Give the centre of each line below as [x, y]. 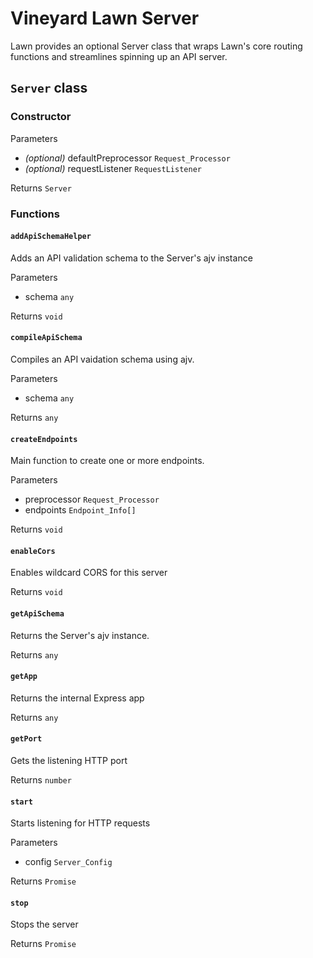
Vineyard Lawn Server [105, 18]
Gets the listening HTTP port [69, 760]
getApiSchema [37, 613]
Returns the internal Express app [77, 698]
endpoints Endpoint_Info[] [80, 510]
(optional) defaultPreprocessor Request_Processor [127, 158]
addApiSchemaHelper [51, 237]
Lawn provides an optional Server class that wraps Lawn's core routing [156, 46]
